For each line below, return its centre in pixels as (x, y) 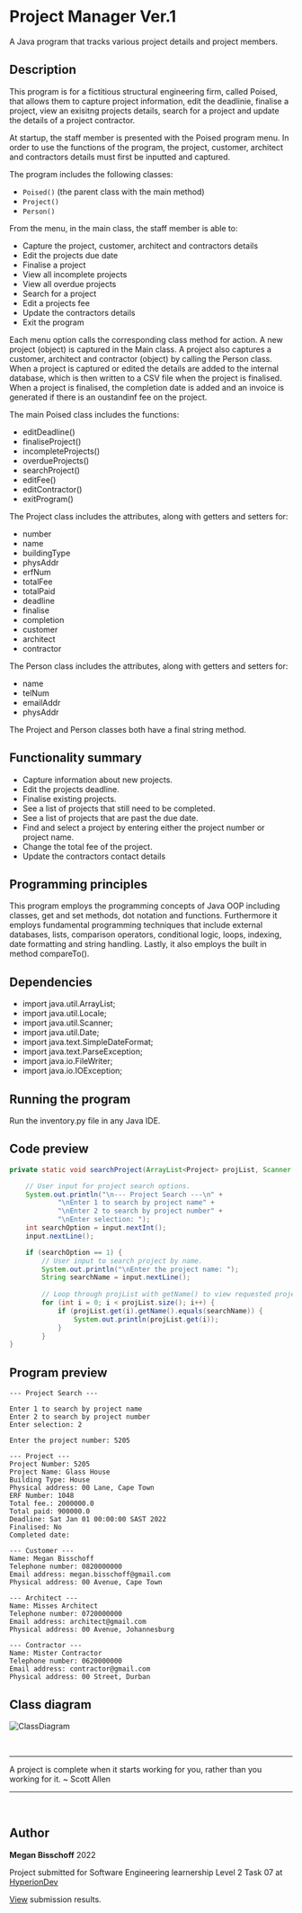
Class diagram (50, 1705)
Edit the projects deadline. (71, 789)
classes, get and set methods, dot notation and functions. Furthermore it (143, 916)
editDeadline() (49, 432)
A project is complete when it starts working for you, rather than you (136, 1769)
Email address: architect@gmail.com (78, 1622)
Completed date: (40, 1535)
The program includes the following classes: (91, 174)
